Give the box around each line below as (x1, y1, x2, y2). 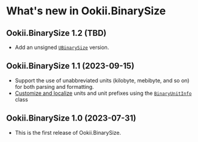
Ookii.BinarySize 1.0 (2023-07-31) (6, 113, 136, 124)
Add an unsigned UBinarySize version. (14, 44, 109, 51)
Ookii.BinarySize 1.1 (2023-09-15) (6, 61, 135, 71)
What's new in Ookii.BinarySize (6, 4, 166, 18)
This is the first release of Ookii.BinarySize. (14, 129, 121, 136)
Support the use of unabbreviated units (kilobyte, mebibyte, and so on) (14, 76, 190, 84)
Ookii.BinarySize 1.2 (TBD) (6, 28, 106, 38)
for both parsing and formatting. (14, 83, 95, 90)
